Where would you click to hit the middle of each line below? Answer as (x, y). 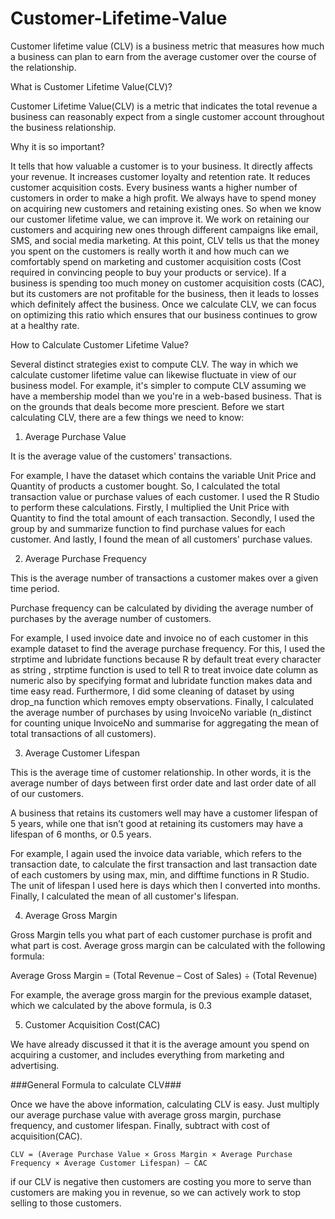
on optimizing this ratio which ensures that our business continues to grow (164, 314)
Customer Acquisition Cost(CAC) (92, 1024)
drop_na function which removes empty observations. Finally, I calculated (162, 701)
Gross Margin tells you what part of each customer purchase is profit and (161, 934)
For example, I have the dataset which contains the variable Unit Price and (163, 475)
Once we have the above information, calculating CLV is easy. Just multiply (165, 1104)
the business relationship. (63, 127)
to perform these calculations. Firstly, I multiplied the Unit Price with (150, 507)
